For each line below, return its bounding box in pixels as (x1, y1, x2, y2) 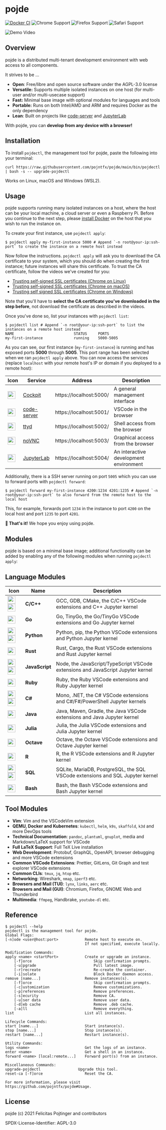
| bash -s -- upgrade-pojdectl (5, 169, 70, 174)
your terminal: (5, 155, 34, 161)
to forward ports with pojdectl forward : (5, 478, 86, 485)
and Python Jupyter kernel (56, 635, 118, 642)
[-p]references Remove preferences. (14, 989, 136, 994)
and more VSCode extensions (12, 854, 73, 861)
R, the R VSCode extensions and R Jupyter (56, 750, 155, 757)
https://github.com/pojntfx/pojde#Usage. (5, 1084, 92, 1089)
